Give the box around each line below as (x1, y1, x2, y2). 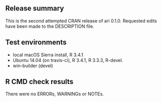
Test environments (5, 38, 67, 47)
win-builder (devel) (12, 63, 53, 69)
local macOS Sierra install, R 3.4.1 (12, 51, 84, 58)
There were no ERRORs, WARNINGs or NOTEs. (5, 91, 104, 97)
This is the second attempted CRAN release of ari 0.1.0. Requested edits (5, 17, 157, 24)
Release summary (5, 4, 64, 13)
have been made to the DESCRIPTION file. (5, 23, 94, 29)
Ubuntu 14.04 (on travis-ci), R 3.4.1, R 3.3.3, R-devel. (12, 57, 124, 63)
